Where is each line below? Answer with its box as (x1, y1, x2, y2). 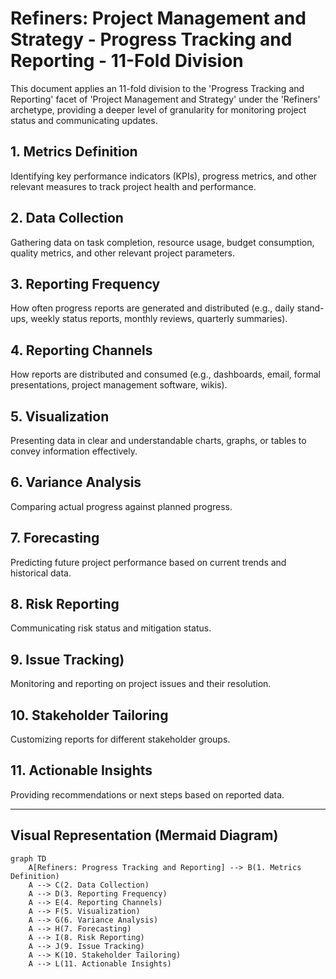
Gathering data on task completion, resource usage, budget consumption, (10, 236, 315, 248)
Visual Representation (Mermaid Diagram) (10, 827, 279, 844)
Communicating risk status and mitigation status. (10, 622, 212, 634)
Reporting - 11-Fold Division (10, 50, 244, 72)
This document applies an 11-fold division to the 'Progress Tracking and (10, 82, 305, 94)
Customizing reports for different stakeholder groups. (10, 733, 231, 746)
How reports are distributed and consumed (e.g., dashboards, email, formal (10, 368, 321, 381)
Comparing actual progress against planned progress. (10, 500, 233, 512)
